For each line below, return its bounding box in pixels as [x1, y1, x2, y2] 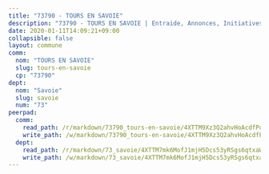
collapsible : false [8, 34, 74, 42]
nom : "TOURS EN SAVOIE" [15, 57, 94, 65]
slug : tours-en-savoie [15, 64, 91, 72]
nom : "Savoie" [15, 86, 62, 95]
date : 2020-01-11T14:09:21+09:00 [8, 26, 120, 34]
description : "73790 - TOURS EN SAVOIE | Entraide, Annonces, [8, 19, 220, 27]
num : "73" [15, 101, 48, 109]
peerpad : [8, 109, 38, 117]
